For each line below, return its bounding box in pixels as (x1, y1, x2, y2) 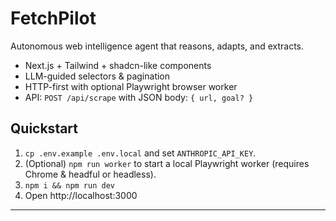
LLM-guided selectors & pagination (24, 70, 171, 82)
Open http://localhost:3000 (24, 189, 138, 201)
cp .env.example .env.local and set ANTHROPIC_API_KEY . (24, 147, 257, 159)
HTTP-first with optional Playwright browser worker (24, 80, 238, 92)
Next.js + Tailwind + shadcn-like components (24, 59, 212, 71)
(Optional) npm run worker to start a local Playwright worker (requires (24, 157, 310, 169)
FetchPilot (10, 7, 97, 30)
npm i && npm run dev (24, 180, 115, 191)
